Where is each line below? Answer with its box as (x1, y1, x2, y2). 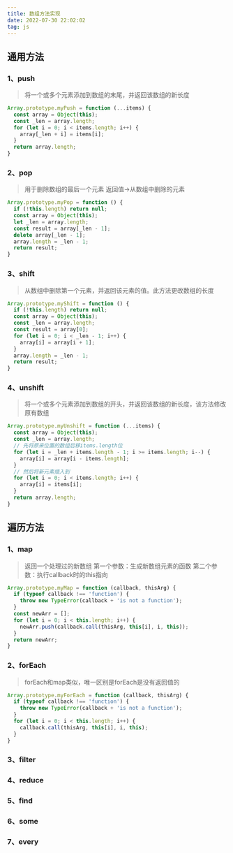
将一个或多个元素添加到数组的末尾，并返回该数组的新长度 (24, 91, 190, 99)
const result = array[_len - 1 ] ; (13, 225, 111, 232)
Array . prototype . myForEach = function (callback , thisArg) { (7, 692, 189, 699)
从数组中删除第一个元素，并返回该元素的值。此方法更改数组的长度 (24, 286, 214, 294)
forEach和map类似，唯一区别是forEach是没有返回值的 (24, 678, 180, 686)
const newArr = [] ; (13, 611, 70, 618)
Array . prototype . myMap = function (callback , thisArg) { (7, 584, 176, 591)
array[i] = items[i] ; (20, 481, 82, 488)
